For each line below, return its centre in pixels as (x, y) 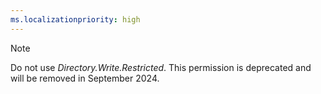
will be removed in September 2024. (85, 78)
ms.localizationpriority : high (75, 19)
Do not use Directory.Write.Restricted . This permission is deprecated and (161, 67)
